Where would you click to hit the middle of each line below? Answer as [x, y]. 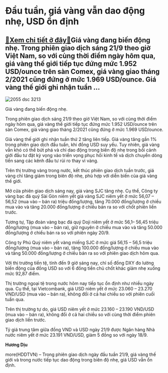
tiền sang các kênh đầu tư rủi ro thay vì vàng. [52, 161]
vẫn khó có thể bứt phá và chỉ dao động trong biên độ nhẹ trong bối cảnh [81, 150]
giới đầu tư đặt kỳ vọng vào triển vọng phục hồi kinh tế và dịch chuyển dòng [84, 155]
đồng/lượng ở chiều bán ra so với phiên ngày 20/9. [57, 233]
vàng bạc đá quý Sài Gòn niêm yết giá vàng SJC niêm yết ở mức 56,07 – [79, 196]
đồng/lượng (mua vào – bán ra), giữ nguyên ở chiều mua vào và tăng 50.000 [84, 227]
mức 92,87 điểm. [23, 274]
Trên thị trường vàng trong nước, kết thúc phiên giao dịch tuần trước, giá [80, 170]
